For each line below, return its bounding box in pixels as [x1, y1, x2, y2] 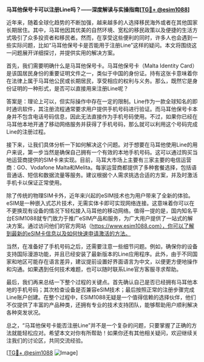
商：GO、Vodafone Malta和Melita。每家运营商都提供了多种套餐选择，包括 [6, 164, 192, 171]
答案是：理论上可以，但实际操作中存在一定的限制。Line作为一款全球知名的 [6, 98, 192, 105]
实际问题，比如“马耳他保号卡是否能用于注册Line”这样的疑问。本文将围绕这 [11, 42, 197, 49]
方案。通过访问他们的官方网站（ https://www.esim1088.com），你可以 [11, 222, 184, 230]
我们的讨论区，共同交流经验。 [11, 337, 86, 344]
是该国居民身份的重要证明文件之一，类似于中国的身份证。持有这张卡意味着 [6, 70, 192, 77]
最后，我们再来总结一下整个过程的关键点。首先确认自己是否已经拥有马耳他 [6, 279, 192, 285]
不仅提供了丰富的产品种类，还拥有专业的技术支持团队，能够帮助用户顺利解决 [6, 301, 198, 309]
